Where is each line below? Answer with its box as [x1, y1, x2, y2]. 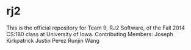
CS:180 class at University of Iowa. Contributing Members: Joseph [6, 30, 174, 37]
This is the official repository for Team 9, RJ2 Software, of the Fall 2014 [6, 24, 185, 31]
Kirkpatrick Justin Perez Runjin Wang [6, 37, 99, 44]
